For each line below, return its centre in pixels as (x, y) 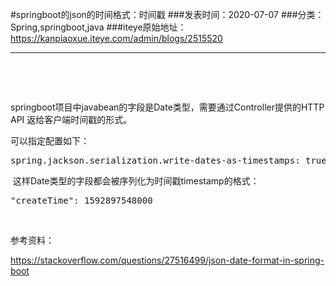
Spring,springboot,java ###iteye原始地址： (98, 27)
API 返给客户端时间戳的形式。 (71, 119)
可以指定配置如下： (50, 141)
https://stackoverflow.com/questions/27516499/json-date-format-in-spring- (167, 260)
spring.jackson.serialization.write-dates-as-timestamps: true (168, 160)
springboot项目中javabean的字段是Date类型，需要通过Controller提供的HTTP (167, 107)
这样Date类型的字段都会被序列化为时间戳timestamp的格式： (136, 181)
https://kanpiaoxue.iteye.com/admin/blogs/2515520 (116, 38)
